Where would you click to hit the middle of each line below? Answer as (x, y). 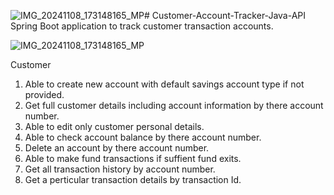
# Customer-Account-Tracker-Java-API (225, 15)
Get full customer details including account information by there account (174, 105)
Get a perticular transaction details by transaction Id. (133, 179)
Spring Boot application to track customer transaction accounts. (142, 26)
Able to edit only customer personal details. (114, 126)
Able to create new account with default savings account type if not (164, 84)
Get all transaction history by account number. (120, 169)
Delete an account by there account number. (117, 148)
